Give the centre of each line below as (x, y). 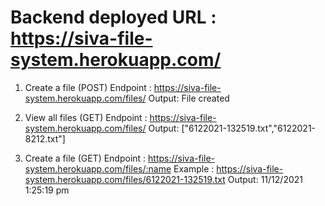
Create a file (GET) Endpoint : (85, 158)
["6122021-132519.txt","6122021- (249, 128)
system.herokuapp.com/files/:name (98, 168)
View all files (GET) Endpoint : (86, 117)
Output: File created (189, 98)
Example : (194, 168)
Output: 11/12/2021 (265, 179)
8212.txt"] (45, 138)
